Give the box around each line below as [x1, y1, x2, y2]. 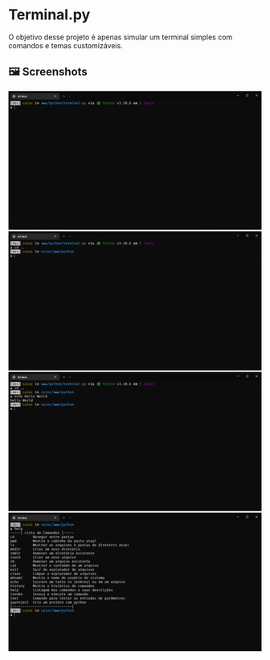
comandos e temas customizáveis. [8, 40, 123, 50]
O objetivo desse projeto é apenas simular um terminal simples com [8, 32, 233, 42]
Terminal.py [8, 6, 91, 24]
